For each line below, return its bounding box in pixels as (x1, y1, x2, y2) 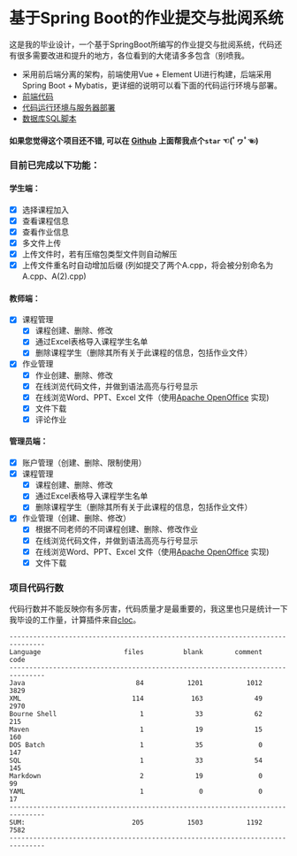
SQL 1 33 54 (9, 756, 263, 765)
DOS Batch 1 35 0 (9, 740, 263, 749)
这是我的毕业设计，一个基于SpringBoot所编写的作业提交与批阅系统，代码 (9, 39, 275, 50)
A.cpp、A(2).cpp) (21, 271, 87, 281)
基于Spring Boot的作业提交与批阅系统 (9, 8, 284, 28)
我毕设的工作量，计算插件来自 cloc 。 (9, 614, 141, 625)
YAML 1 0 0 (9, 787, 263, 796)
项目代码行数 (9, 582, 65, 594)
